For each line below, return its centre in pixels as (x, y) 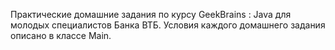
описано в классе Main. (61, 35)
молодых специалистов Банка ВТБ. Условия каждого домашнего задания (168, 25)
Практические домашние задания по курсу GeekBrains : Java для (151, 14)
